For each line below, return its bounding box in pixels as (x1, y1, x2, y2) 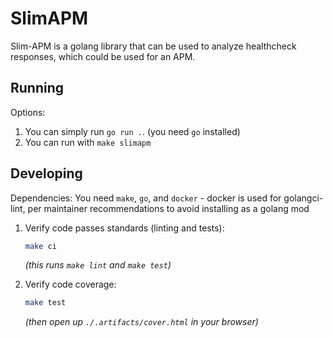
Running (10, 80, 65, 97)
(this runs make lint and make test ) (24, 259, 172, 271)
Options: (10, 106, 46, 118)
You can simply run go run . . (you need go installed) (24, 125, 241, 137)
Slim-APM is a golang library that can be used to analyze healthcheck (10, 40, 297, 52)
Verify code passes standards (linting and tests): (24, 222, 225, 234)
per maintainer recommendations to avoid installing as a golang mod (27, 202, 310, 214)
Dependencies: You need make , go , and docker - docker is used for (10, 192, 282, 204)
